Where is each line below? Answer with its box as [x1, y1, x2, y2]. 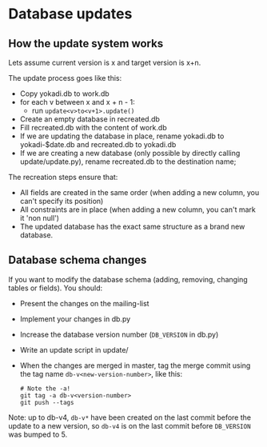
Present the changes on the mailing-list [19, 298, 149, 308]
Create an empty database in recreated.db [19, 114, 160, 124]
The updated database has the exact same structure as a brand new [19, 222, 245, 231]
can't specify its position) [19, 197, 104, 206]
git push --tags [19, 398, 74, 406]
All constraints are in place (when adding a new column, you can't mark [19, 205, 256, 214]
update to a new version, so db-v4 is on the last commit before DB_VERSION [8, 421, 251, 430]
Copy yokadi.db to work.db [19, 89, 110, 98]
